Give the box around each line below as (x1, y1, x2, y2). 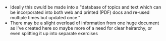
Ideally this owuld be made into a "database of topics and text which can (10, 4, 161, 10)
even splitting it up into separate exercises (10, 31, 98, 36)
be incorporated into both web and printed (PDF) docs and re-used (10, 9, 150, 15)
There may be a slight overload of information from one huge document (10, 20, 159, 26)
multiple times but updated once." (10, 15, 81, 20)
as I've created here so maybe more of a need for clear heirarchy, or (10, 25, 152, 31)
